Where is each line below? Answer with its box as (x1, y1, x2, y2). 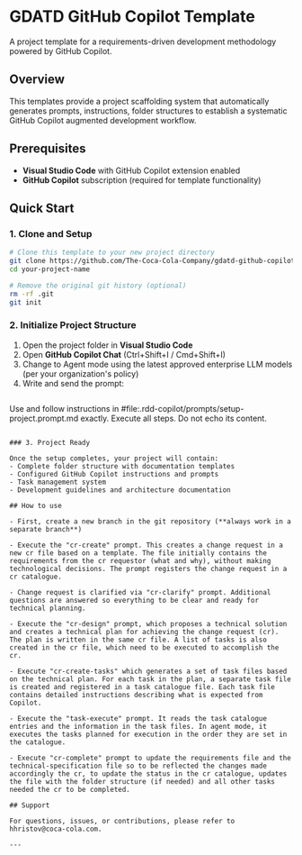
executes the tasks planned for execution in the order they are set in (9, 730, 288, 739)
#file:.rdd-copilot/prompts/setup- (120, 403, 244, 414)
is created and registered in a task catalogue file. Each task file (9, 682, 276, 691)
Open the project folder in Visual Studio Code (22, 340, 193, 350)
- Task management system (9, 478, 106, 487)
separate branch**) (9, 524, 83, 533)
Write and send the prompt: (22, 377, 124, 388)
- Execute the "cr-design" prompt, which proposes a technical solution (9, 619, 288, 628)
